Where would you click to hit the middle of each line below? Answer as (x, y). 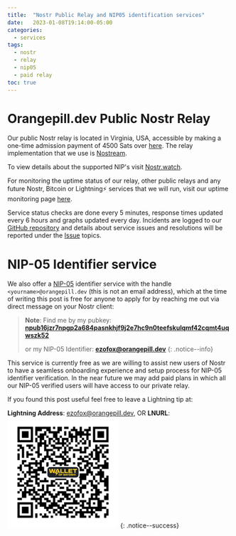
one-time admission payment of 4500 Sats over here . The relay (100, 146)
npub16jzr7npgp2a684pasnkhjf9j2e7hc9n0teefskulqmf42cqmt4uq (127, 328)
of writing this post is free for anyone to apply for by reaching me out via (113, 299)
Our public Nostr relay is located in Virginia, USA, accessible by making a (114, 138)
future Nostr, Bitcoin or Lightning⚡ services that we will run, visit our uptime (118, 189)
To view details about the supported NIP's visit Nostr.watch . (95, 167)
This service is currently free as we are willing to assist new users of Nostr (117, 363)
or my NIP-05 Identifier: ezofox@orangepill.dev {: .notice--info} (119, 349)
